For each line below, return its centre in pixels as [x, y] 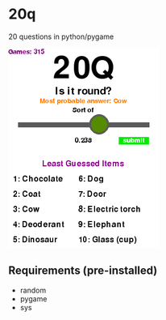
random [33, 290]
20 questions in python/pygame [61, 36]
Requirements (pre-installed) [83, 271]
